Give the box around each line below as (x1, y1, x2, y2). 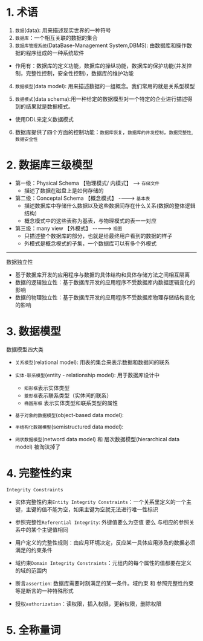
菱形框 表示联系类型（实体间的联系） (24, 392, 112, 399)
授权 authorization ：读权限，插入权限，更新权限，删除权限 (14, 600, 162, 607)
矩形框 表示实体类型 (24, 384, 70, 391)
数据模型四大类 (6, 345, 43, 353)
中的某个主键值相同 (20, 526, 68, 533)
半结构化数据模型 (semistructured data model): (14, 423, 124, 430)
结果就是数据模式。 (25, 103, 74, 110)
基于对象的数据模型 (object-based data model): (14, 411, 124, 418)
